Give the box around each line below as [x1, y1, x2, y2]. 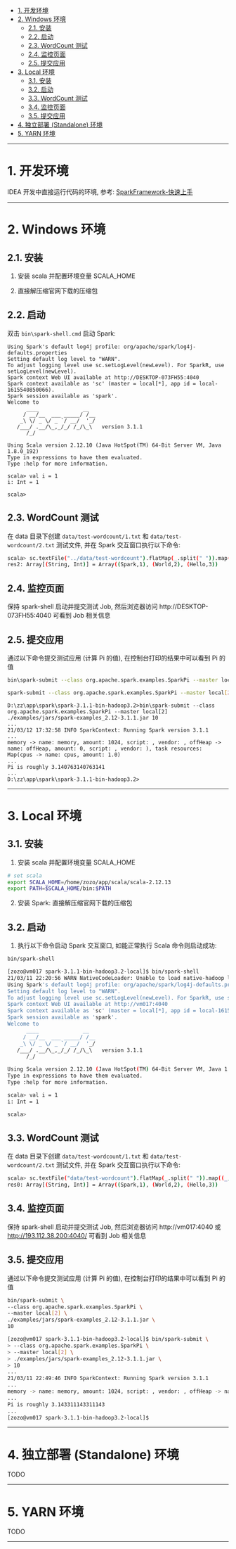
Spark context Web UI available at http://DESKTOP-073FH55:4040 [7, 374, 199, 381]
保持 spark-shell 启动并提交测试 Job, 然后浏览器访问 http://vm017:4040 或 [7, 1223, 221, 1231]
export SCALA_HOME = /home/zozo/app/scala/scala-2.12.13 [7, 879, 171, 886]
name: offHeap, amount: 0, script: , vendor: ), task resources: [7, 745, 202, 752]
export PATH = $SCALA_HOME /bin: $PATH [7, 885, 112, 892]
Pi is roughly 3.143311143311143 [7, 1401, 105, 1408]
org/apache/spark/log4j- [123, 343, 197, 350]
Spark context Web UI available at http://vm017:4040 [7, 1001, 169, 1008]
